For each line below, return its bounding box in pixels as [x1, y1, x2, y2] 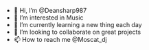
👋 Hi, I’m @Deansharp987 [13, 7, 87, 14]
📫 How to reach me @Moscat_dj [13, 36, 108, 43]
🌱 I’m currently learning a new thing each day [13, 21, 142, 28]
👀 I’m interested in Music [13, 14, 84, 22]
